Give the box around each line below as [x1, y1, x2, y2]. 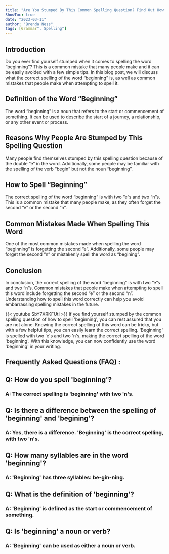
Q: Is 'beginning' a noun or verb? [5, 527, 111, 536]
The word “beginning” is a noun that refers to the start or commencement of [5, 108, 164, 114]
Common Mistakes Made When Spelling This [5, 219, 150, 228]
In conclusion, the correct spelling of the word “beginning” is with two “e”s [5, 280, 160, 285]
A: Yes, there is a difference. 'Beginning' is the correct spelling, [5, 429, 163, 436]
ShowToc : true [5, 12, 35, 17]
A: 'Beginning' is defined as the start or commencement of [5, 505, 153, 512]
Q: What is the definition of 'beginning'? [5, 490, 134, 498]
